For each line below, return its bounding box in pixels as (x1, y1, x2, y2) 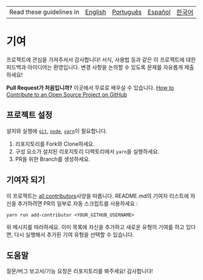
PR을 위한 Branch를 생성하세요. (15, 155, 91, 163)
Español (147, 8, 171, 16)
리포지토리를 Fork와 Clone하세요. (15, 140, 95, 148)
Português (112, 8, 142, 16)
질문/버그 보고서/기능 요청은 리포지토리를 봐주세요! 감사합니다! (6, 267, 153, 275)
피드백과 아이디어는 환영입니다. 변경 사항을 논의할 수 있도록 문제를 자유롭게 (6, 63, 184, 70)
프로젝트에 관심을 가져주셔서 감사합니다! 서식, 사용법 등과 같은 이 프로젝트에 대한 (6, 56, 196, 63)
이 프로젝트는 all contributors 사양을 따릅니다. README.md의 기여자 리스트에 (6, 192, 190, 199)
